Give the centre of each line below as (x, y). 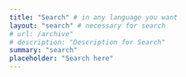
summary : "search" (43, 50)
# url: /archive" (42, 34)
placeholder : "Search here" (62, 58)
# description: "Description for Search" (88, 42)
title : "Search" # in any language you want (93, 17)
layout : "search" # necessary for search (88, 26)
